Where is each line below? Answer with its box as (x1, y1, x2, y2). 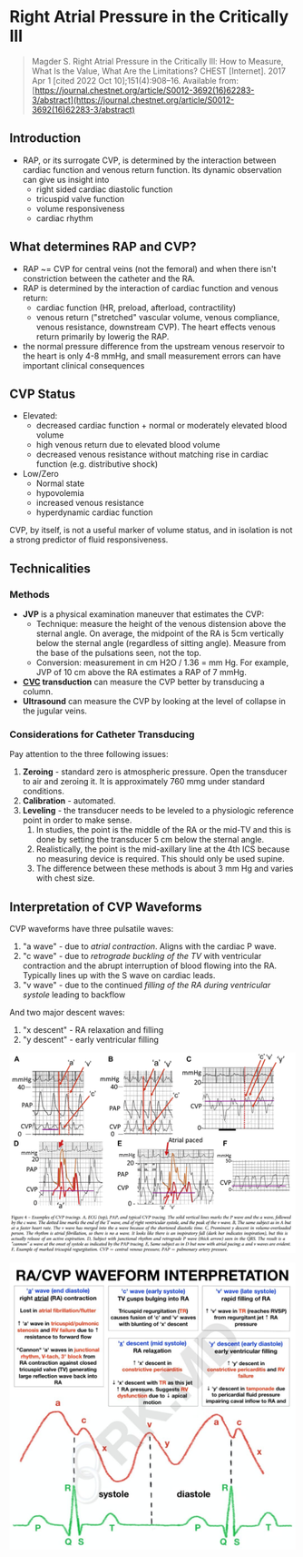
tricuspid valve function (35, 193, 125, 204)
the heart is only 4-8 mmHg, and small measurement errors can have (22, 350, 281, 361)
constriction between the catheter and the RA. (22, 273, 196, 284)
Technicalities (9, 561, 91, 576)
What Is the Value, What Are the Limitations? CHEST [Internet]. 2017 (31, 66, 286, 76)
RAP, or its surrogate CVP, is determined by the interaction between (22, 155, 277, 166)
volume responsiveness (35, 203, 125, 214)
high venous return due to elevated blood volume (35, 440, 220, 450)
